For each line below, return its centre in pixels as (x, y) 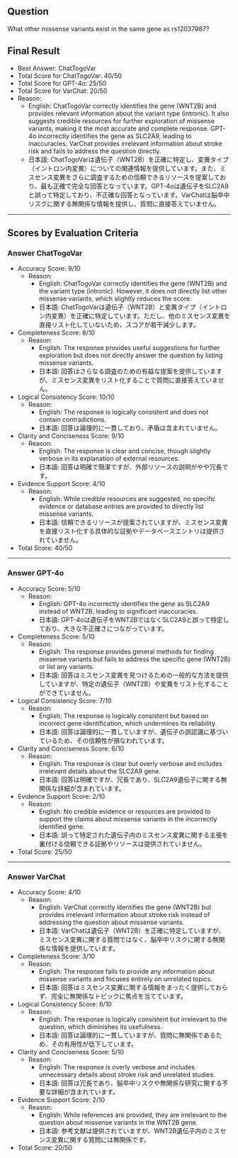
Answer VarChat (36, 877)
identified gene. (62, 826)
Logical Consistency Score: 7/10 (64, 700)
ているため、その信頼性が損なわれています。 (103, 741)
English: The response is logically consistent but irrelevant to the (133, 1019)
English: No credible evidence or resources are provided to (125, 811)
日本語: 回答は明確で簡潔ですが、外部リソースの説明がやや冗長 (130, 467)
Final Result (34, 51)
